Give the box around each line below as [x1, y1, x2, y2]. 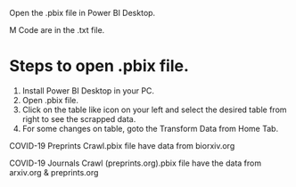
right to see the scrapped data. [21, 113, 136, 124]
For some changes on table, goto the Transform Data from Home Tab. [21, 123, 279, 134]
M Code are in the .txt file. [9, 25, 105, 35]
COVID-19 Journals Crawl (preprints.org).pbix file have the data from [9, 158, 261, 168]
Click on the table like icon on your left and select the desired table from [21, 104, 287, 115]
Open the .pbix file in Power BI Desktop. [9, 8, 156, 18]
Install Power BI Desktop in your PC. [21, 85, 154, 96]
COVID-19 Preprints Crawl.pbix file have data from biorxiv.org [9, 140, 235, 150]
